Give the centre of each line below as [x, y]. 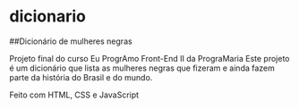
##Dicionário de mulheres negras [71, 41]
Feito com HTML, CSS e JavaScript [74, 95]
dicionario [48, 17]
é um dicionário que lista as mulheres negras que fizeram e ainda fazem [142, 68]
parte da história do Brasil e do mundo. [81, 77]
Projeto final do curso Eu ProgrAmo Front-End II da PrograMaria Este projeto [149, 58]
